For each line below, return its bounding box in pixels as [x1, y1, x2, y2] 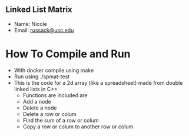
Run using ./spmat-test [14, 73, 70, 80]
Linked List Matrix [5, 5, 73, 15]
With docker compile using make [14, 67, 94, 74]
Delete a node [22, 104, 57, 111]
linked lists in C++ [14, 85, 58, 92]
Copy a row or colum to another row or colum [22, 123, 134, 130]
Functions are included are [22, 91, 88, 99]
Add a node [22, 98, 51, 105]
